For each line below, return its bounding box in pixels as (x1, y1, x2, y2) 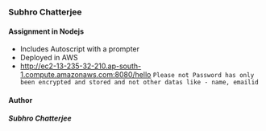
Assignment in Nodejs (8, 27, 85, 36)
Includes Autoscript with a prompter (19, 44, 139, 54)
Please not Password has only (152, 72, 255, 80)
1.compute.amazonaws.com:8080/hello (19, 70, 152, 80)
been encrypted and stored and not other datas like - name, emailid (19, 79, 260, 87)
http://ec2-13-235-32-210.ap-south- (19, 61, 142, 71)
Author (8, 95, 33, 104)
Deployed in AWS (19, 53, 78, 63)
